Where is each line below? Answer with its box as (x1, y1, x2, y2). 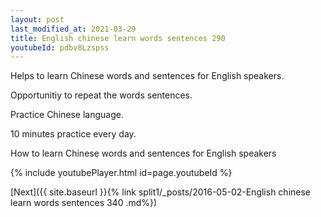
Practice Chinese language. (10, 109, 124, 121)
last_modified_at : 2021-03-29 (10, 24, 137, 34)
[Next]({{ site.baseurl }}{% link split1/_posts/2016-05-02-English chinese (10, 186, 312, 198)
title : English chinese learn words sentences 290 (10, 33, 226, 43)
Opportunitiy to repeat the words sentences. (10, 89, 193, 101)
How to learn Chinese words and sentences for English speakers (10, 147, 277, 160)
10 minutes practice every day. (10, 128, 137, 140)
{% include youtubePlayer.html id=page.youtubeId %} (10, 167, 233, 179)
